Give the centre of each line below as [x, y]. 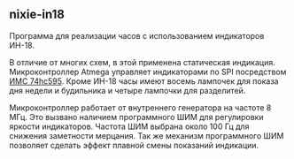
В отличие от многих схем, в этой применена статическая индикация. [143, 62]
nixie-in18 [37, 15]
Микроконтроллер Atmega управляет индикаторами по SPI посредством [148, 72]
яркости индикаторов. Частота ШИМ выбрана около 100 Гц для [129, 126]
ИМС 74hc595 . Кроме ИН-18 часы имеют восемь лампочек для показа [144, 81]
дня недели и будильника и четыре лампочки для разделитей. [128, 90]
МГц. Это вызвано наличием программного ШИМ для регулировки [136, 117]
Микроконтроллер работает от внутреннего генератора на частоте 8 [140, 107]
